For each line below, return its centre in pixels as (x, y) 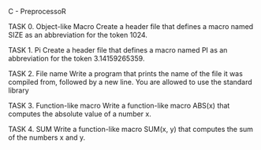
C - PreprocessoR (37, 11)
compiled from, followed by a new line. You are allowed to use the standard (130, 82)
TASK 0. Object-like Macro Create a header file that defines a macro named (131, 26)
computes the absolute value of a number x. (80, 114)
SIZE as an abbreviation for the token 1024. (78, 35)
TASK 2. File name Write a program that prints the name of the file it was (125, 73)
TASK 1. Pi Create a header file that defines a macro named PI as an (118, 50)
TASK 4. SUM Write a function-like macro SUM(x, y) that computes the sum (131, 129)
